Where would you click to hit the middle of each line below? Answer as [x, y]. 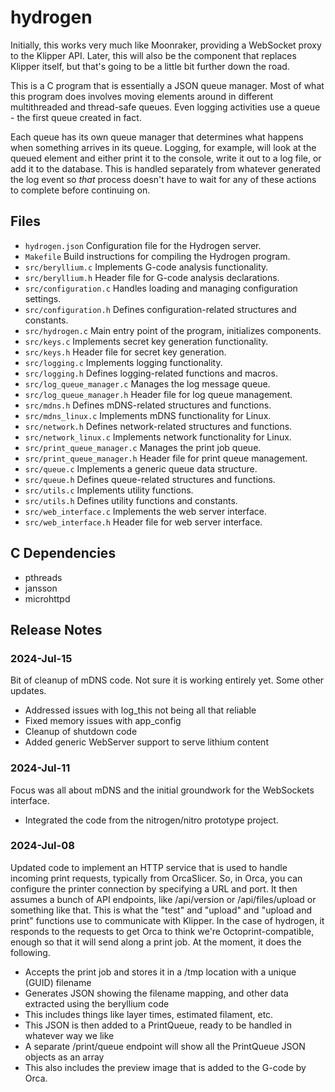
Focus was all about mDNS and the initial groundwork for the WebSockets [162, 790]
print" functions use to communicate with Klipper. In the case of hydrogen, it [167, 920]
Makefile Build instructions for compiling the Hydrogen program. [157, 256]
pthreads [43, 577]
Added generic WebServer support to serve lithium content [146, 742]
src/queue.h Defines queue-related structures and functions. [150, 479]
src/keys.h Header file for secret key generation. [125, 352]
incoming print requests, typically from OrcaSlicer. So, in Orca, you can [156, 878]
